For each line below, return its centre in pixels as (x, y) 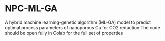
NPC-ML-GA (31, 9)
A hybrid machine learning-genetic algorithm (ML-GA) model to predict (78, 22)
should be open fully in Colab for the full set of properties (64, 33)
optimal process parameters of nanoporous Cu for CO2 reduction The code (83, 27)
